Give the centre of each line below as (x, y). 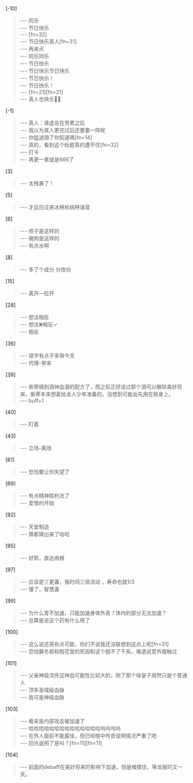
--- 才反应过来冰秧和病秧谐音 (55, 207)
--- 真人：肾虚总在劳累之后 (52, 123)
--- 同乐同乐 (35, 56)
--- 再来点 (32, 49)
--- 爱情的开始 (37, 503)
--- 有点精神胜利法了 (45, 496)
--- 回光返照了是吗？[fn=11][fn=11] (61, 743)
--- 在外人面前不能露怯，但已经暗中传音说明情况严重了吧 (88, 736)
